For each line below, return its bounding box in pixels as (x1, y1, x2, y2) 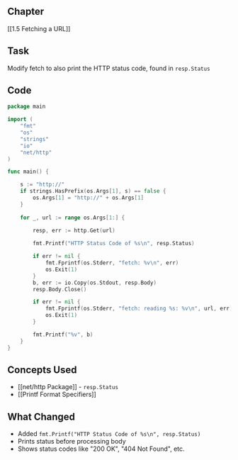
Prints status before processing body (17, 437, 126, 446)
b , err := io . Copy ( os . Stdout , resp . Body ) (33, 279, 157, 286)
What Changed (7, 410, 76, 422)
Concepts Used (7, 364, 77, 376)
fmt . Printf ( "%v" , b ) (33, 331, 93, 338)
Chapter (7, 6, 45, 18)
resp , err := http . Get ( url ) (33, 227, 115, 235)
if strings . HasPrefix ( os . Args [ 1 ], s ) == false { (20, 188, 166, 195)
